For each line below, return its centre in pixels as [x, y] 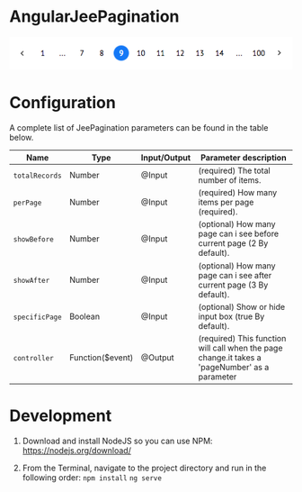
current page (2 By [233, 243]
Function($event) [101, 358]
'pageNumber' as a [234, 368]
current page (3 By [233, 285]
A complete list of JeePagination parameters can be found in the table [139, 128]
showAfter [31, 281]
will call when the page [240, 348]
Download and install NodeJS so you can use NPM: [117, 441]
